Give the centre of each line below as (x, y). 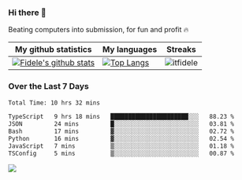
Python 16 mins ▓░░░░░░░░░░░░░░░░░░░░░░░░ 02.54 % (121, 139)
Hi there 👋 (28, 13)
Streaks (181, 50)
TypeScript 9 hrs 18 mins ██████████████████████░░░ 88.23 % (121, 117)
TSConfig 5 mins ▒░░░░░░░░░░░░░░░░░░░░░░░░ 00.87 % (121, 153)
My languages (130, 50)
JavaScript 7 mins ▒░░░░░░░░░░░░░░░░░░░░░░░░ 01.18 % (121, 146)
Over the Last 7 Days (48, 86)
